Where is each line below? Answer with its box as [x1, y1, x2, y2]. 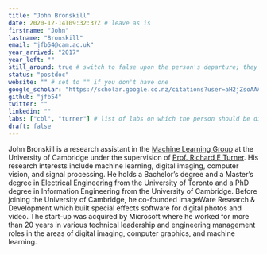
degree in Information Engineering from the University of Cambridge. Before [8, 186, 257, 195]
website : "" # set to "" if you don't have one [8, 78, 169, 86]
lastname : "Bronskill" [8, 33, 83, 42]
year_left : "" [8, 56, 56, 64]
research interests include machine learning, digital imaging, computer [8, 160, 239, 171]
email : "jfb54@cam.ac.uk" [8, 41, 94, 49]
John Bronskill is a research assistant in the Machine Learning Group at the [8, 144, 254, 153]
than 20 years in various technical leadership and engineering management [8, 220, 256, 229]
